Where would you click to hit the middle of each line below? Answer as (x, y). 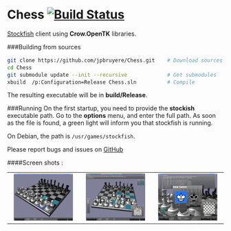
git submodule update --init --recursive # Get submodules (112, 75)
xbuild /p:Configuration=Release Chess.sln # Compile (101, 82)
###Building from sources (44, 47)
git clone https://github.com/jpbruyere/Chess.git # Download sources (115, 60)
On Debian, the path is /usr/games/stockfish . (71, 136)
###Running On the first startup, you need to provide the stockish (101, 108)
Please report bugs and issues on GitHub (65, 149)
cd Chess (20, 68)
